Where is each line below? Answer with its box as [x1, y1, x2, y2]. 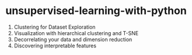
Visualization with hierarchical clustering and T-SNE [13, 29, 139, 36]
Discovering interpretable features [13, 42, 97, 49]
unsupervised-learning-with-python [5, 4, 187, 18]
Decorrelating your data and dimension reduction [13, 36, 132, 43]
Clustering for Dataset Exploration [13, 23, 96, 30]
